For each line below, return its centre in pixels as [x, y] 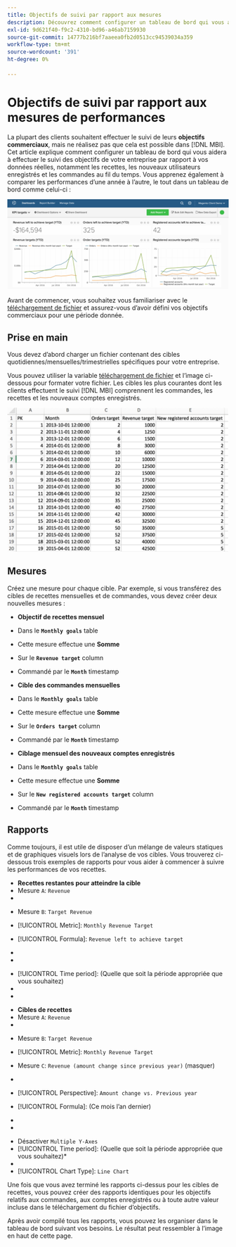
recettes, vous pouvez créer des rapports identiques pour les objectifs [109, 1192]
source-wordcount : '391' [44, 52]
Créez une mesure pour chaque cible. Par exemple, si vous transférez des [114, 588]
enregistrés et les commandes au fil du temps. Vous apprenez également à [116, 174]
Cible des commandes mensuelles [69, 685]
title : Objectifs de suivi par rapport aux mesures [84, 15]
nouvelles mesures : [36, 603]
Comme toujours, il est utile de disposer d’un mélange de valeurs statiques [115, 847]
